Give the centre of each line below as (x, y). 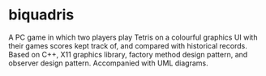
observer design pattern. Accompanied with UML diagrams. (108, 63)
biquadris (41, 15)
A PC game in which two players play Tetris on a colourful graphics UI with (133, 37)
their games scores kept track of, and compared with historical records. (128, 45)
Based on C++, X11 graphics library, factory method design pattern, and (128, 54)
